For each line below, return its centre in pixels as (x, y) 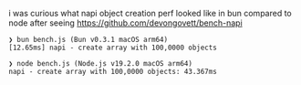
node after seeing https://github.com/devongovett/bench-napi (125, 23)
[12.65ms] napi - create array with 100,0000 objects (113, 48)
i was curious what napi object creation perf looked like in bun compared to (150, 13)
